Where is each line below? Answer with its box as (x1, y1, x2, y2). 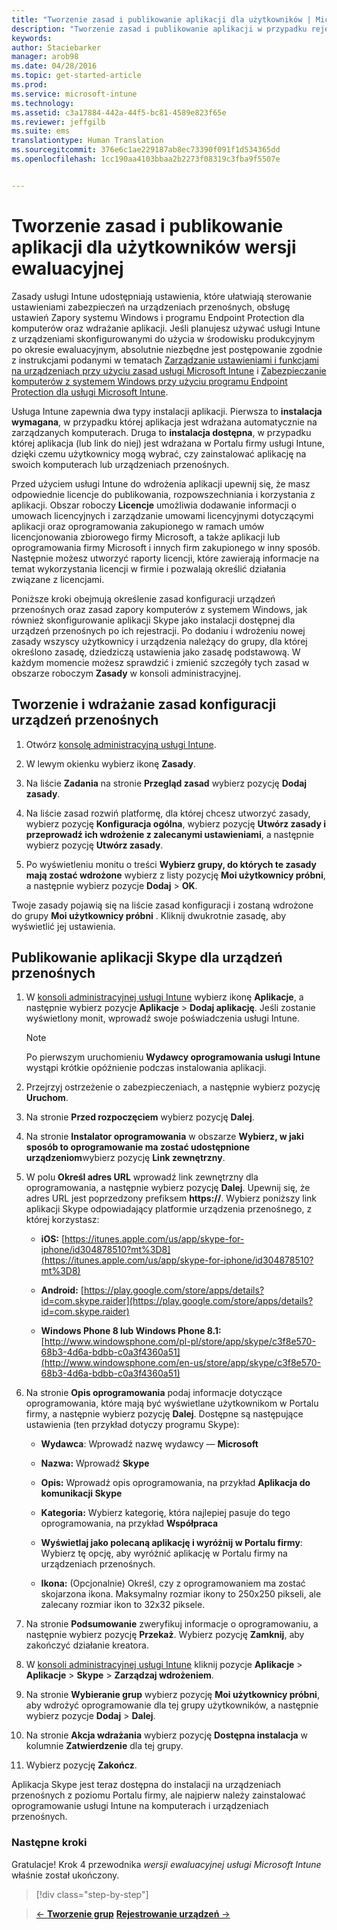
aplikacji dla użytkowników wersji (11, 236, 297, 258)
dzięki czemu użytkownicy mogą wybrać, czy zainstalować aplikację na (11, 447, 307, 460)
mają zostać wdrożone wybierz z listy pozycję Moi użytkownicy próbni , (25, 869, 326, 881)
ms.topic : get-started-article (11, 71, 142, 81)
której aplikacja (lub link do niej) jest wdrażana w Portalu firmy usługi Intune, (11, 437, 325, 449)
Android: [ (40, 1284, 84, 1296)
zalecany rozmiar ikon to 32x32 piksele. (40, 1599, 206, 1611)
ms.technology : (11, 98, 75, 108)
